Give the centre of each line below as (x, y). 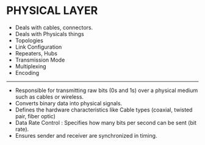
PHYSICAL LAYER (52, 11)
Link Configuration (38, 47)
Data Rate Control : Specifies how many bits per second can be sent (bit (106, 122)
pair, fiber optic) (35, 116)
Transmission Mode (40, 60)
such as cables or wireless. (49, 97)
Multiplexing (31, 66)
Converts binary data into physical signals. (69, 103)
